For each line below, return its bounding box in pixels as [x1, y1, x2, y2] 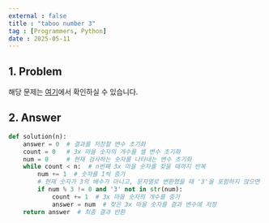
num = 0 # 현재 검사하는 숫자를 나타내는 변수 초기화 [23, 155, 192, 163]
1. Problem [8, 64, 62, 78]
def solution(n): [8, 132, 67, 140]
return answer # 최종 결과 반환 [23, 208, 126, 216]
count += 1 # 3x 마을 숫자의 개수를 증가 [51, 192, 181, 201]
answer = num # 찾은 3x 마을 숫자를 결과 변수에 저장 [51, 200, 217, 208]
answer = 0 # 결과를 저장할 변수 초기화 [23, 139, 146, 148]
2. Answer [8, 111, 62, 125]
